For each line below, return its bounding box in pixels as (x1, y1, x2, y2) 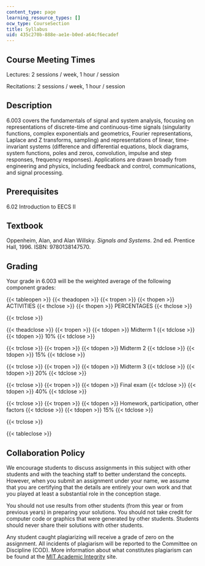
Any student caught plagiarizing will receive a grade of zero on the (6, 533, 174, 540)
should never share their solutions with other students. (6, 522, 144, 529)
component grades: (6, 284, 56, 291)
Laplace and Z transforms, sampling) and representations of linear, (6, 136, 174, 143)
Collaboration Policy (6, 448, 86, 458)
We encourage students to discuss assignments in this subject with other (6, 464, 191, 471)
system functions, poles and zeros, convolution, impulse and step (6, 149, 172, 156)
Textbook (6, 220, 43, 231)
